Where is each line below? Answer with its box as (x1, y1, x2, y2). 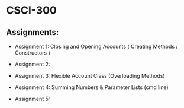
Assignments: (6, 27, 59, 37)
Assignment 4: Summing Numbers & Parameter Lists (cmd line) (14, 84, 169, 91)
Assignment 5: (14, 96, 50, 102)
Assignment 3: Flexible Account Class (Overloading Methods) (14, 72, 165, 79)
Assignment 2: (14, 61, 50, 68)
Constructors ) (14, 49, 50, 56)
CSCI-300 (6, 4, 57, 17)
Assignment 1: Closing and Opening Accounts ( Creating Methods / (14, 43, 179, 50)
